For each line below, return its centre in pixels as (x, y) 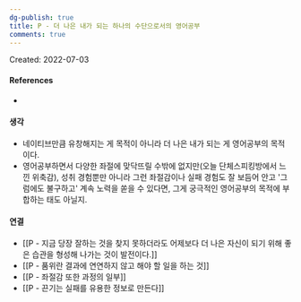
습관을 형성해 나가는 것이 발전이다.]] (95, 254)
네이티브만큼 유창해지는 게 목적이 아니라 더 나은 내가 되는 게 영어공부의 (145, 143)
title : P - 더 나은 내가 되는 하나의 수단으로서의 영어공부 (105, 26)
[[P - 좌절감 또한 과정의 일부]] (74, 276)
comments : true (38, 34)
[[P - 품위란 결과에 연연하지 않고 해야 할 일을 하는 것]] (116, 265)
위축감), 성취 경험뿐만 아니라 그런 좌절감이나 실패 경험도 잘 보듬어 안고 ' (156, 177)
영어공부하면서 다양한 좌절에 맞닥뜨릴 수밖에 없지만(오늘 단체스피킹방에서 (150, 166)
